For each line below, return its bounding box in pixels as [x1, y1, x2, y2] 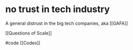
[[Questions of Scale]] [5, 30, 52, 36]
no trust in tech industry [5, 4, 110, 15]
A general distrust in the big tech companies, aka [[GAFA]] [5, 20, 128, 26]
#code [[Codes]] [5, 39, 41, 46]
